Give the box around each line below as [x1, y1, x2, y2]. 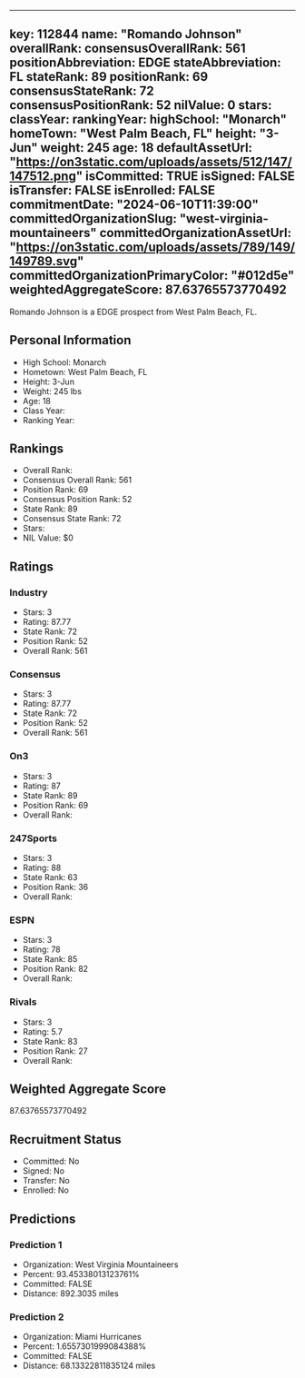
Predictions [9, 1211, 76, 1226]
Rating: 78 [22, 944, 61, 955]
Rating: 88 [22, 862, 62, 873]
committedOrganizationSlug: [9, 211, 177, 227]
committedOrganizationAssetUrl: [99, 225, 292, 241]
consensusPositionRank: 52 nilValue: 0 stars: [9, 97, 272, 114]
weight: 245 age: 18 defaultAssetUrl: [40, 140, 252, 155]
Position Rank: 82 [22, 964, 89, 975]
